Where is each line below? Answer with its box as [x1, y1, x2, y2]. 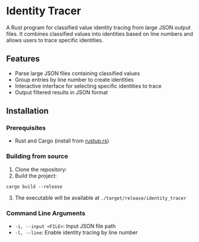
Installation [6, 106, 49, 116]
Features [6, 54, 40, 64]
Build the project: [14, 172, 57, 179]
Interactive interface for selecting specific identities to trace [14, 82, 162, 89]
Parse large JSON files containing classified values [14, 70, 140, 77]
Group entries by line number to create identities [14, 76, 134, 83]
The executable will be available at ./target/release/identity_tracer [14, 194, 186, 201]
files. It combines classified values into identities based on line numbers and [6, 30, 194, 37]
